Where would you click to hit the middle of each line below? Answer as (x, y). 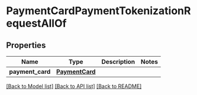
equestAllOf (36, 23)
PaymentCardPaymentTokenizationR (98, 11)
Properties (26, 45)
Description (118, 62)
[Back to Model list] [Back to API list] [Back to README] (74, 86)
